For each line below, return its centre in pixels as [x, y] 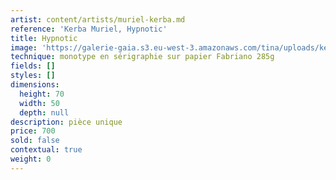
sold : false [35, 141]
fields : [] [33, 66]
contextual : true [46, 150]
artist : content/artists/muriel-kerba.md [98, 19]
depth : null [44, 112]
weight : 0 [31, 159]
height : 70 [42, 94]
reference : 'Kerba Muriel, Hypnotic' [89, 29]
